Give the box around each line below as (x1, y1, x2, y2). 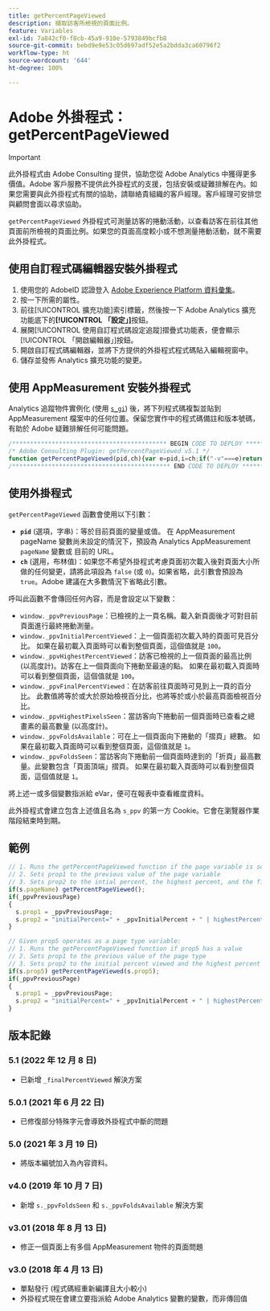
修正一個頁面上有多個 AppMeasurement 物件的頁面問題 (19, 1242, 203, 1252)
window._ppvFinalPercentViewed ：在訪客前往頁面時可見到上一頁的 (19, 680, 238, 691)
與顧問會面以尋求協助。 (8, 198, 86, 209)
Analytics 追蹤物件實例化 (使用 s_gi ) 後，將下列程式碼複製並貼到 (8, 403, 222, 414)
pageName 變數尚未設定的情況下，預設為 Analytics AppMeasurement (19, 536, 252, 546)
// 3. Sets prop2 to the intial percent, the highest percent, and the (8, 878, 253, 886)
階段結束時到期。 (8, 815, 65, 825)
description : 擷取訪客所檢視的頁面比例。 (8, 19, 133, 27)
